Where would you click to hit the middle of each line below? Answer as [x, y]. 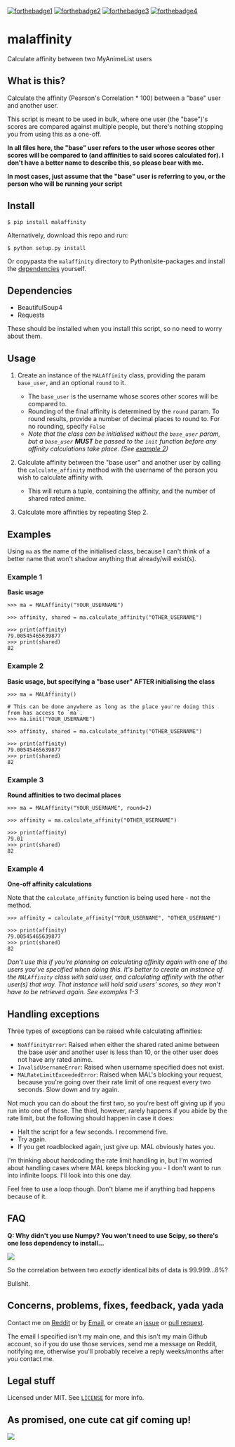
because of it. [27, 1196]
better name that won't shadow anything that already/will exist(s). [102, 559]
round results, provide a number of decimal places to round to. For [124, 419]
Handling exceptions [53, 1014]
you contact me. [31, 1358]
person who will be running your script [65, 184]
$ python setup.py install [47, 248]
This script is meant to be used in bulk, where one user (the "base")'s [108, 119]
